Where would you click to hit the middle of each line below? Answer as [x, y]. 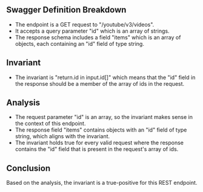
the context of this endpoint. [50, 124]
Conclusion [28, 168]
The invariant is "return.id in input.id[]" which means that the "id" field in [105, 77]
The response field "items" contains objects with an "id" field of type [101, 130]
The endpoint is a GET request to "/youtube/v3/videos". [85, 24]
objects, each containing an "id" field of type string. [79, 43]
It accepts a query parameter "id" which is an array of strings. [92, 31]
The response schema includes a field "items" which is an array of [98, 37]
